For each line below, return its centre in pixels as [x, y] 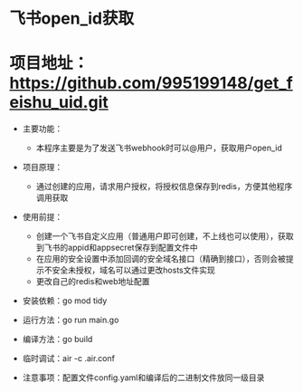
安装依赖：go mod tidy [65, 301]
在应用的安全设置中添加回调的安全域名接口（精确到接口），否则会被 [161, 259]
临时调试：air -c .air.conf [69, 359]
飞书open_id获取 [71, 19]
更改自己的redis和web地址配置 [93, 282]
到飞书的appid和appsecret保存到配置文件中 [117, 248]
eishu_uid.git [59, 103]
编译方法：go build [57, 339]
